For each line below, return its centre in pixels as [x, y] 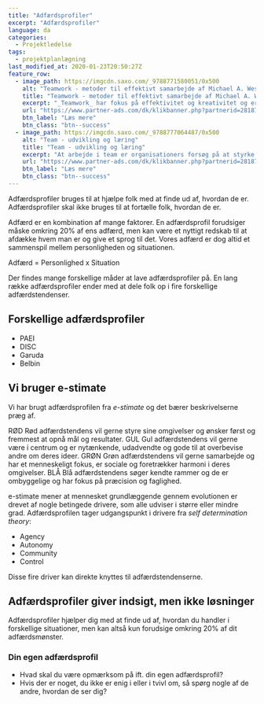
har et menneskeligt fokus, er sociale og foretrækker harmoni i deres [119, 464]
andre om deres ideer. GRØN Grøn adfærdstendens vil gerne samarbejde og [132, 455]
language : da [29, 30]
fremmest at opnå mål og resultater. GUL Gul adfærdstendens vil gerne [123, 439]
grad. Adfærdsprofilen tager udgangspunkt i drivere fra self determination [128, 513]
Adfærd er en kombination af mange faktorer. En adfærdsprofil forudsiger [127, 222]
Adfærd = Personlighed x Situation [64, 262]
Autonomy [36, 544]
